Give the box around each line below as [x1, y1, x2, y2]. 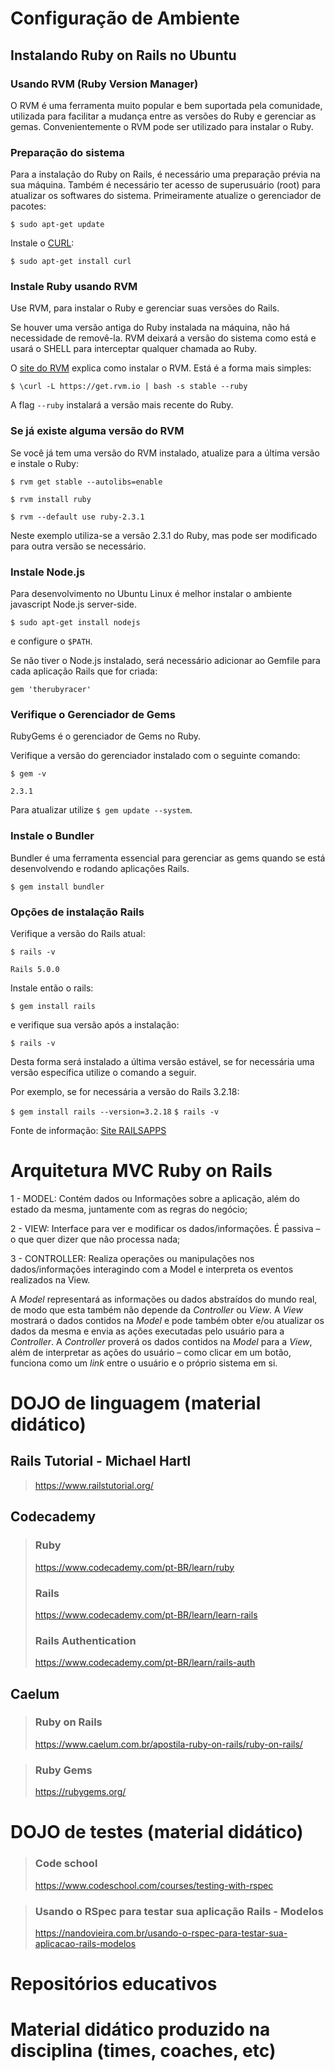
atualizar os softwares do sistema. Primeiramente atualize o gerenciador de [10, 190, 322, 202]
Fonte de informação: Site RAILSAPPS [10, 1124, 167, 1136]
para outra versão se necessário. [10, 540, 147, 552]
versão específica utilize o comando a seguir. [10, 1066, 197, 1078]
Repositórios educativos [10, 1973, 218, 1996]
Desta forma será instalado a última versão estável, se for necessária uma [10, 1055, 315, 1067]
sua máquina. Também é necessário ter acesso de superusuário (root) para [10, 179, 321, 191]
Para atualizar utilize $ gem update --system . [10, 804, 193, 816]
